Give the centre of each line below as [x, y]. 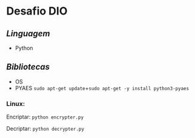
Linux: [16, 103]
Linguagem [28, 34]
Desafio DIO [37, 11]
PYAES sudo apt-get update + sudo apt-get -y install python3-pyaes [102, 88]
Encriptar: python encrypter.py [45, 117]
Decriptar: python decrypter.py [45, 129]
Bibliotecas [28, 67]
